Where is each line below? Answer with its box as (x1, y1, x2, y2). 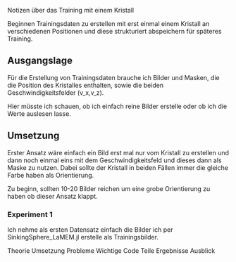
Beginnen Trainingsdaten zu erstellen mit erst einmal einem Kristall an (7, 20, 210, 27)
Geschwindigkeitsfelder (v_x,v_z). (7, 88, 104, 97)
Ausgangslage (7, 55, 73, 67)
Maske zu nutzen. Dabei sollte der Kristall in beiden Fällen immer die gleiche (7, 163, 229, 171)
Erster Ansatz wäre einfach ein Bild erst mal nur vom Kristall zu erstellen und (7, 148, 230, 157)
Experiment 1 (7, 209, 53, 219)
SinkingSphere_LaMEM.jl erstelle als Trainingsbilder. (7, 232, 159, 241)
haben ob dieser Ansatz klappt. (7, 192, 98, 200)
